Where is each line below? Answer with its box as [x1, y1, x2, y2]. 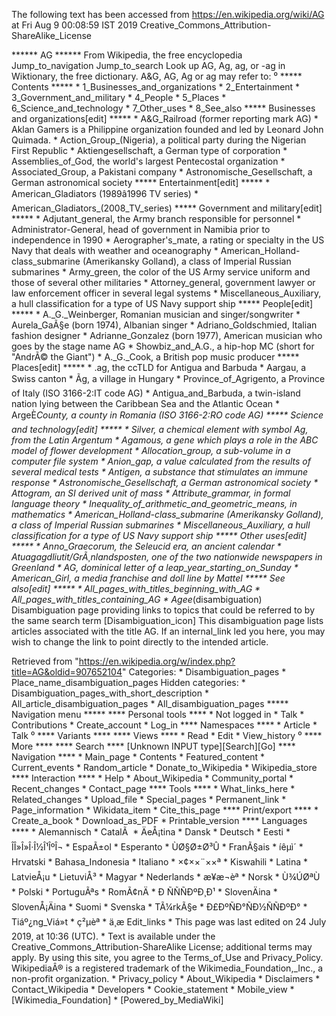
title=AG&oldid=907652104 [11, 666, 123, 678]
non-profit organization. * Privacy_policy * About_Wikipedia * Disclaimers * [11, 973, 321, 984]
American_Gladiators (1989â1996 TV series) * [11, 188, 199, 199]
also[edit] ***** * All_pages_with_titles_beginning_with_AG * [11, 583, 261, 594]
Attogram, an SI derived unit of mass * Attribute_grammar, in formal [11, 487, 291, 499]
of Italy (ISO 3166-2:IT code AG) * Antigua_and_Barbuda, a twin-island [11, 387, 301, 399]
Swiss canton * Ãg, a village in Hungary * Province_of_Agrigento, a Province [11, 373, 326, 384]
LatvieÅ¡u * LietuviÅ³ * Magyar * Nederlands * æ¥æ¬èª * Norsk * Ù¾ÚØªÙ [11, 871, 321, 883]
